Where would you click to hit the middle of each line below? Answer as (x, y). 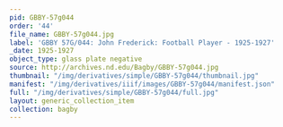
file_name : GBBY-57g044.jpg (62, 34)
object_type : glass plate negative (76, 59)
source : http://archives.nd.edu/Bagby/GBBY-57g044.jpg (114, 68)
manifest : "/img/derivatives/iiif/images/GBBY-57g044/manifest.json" (142, 84)
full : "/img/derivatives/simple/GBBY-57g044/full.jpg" (114, 92)
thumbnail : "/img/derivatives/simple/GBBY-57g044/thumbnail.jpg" (134, 76)
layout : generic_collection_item (72, 101)
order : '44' (31, 26)
